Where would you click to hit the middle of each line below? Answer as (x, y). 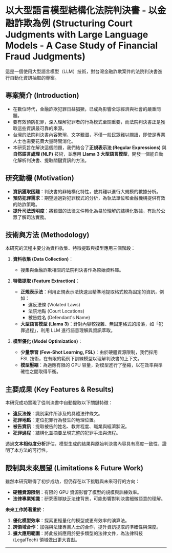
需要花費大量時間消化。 (51, 141)
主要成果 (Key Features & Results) (60, 389)
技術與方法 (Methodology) (47, 235)
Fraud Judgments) (45, 57)
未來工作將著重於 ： (26, 510)
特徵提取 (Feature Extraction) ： (46, 281)
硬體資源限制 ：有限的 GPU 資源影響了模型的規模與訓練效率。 (77, 492)
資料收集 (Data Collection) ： (43, 259)
